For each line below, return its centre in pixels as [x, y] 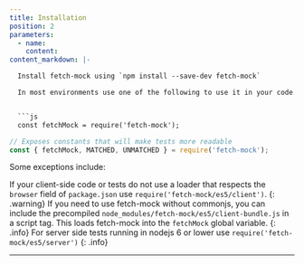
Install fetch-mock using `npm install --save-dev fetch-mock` [139, 76]
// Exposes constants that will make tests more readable [121, 141]
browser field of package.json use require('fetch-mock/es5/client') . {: [142, 194]
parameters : [32, 34]
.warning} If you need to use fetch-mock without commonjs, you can [138, 203]
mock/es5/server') [44, 243]
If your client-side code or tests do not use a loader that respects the [138, 185]
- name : [32, 43]
